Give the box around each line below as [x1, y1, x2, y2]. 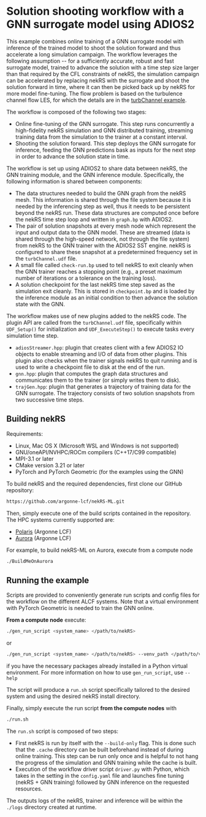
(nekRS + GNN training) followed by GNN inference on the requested [15, 778, 189, 786]
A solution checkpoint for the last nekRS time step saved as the [15, 281, 175, 288]
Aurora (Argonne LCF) [15, 534, 72, 541]
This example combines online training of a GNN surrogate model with [6, 37, 184, 45]
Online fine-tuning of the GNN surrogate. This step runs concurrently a [15, 120, 194, 127]
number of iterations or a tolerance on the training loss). [15, 274, 157, 282]
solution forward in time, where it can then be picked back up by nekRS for [6, 83, 196, 90]
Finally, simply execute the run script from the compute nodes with [6, 705, 177, 712]
